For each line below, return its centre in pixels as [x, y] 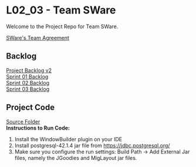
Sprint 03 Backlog [28, 89]
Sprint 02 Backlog [28, 83]
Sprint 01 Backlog [27, 76]
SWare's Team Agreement [38, 38]
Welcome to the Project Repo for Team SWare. [62, 26]
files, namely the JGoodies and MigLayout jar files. [76, 158]
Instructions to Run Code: [38, 128]
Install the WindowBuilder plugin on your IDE [68, 139]
